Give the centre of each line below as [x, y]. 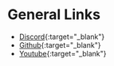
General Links [54, 15]
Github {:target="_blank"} [60, 45]
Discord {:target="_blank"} [62, 37]
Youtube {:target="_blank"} [63, 53]
